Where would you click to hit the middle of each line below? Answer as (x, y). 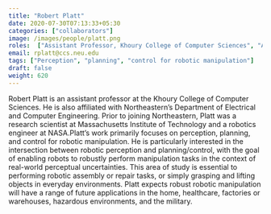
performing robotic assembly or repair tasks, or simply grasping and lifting (132, 175)
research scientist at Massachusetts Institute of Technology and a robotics (132, 124)
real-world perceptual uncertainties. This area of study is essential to (123, 167)
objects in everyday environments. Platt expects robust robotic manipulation (135, 184)
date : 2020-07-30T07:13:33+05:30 (65, 23)
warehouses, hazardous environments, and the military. (100, 201)
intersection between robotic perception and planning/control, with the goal (134, 150)
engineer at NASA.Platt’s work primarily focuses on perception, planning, (129, 133)
